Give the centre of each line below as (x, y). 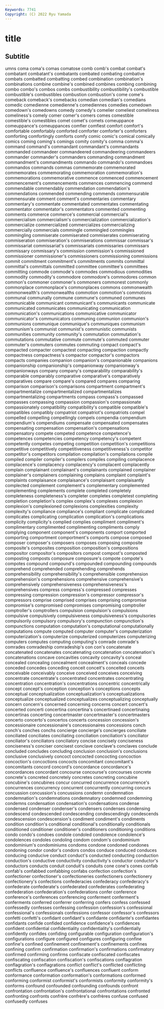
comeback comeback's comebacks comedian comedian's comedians (75, 100)
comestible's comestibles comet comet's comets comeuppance (70, 120)
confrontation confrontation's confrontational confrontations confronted (78, 991)
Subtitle (17, 57)
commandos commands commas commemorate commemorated (70, 167)
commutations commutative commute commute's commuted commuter (77, 339)
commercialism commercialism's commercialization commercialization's (78, 219)
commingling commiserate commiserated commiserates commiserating (77, 235)
